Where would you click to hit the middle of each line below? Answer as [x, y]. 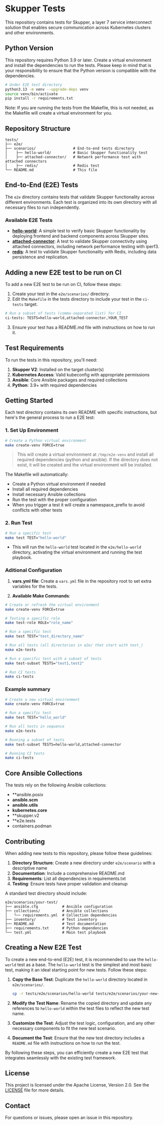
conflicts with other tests [37, 510]
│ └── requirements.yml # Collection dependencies [61, 915]
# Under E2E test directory [34, 85]
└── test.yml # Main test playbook [56, 932]
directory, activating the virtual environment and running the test [77, 552]
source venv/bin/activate [31, 94]
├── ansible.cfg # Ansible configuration [59, 906]
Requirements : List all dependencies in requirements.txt [69, 878]
